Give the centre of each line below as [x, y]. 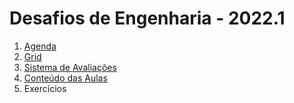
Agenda [40, 46]
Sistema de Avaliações [70, 67]
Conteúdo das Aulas [65, 78]
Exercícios [45, 88]
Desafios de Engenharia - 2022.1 [147, 18]
